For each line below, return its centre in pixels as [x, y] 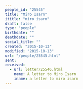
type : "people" [21, 28]
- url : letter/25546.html [36, 70]
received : [15, 65]
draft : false [19, 23]
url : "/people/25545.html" [33, 56]
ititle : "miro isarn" [27, 19]
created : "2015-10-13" [28, 46]
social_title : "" [23, 42]
